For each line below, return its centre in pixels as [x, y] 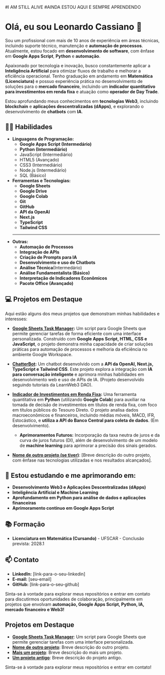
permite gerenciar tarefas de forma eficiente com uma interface [77, 334]
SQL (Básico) [33, 175]
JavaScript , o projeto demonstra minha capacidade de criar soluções [82, 344]
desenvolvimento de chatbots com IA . [44, 111]
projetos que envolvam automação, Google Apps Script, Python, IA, [75, 604]
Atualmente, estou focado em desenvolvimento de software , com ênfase [80, 51]
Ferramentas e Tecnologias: [41, 181]
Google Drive [33, 191]
